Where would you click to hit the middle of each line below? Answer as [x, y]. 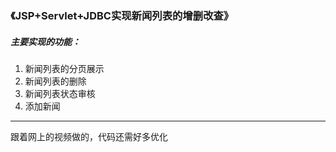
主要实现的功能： [45, 41]
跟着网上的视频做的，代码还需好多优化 [89, 136]
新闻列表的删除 [55, 81]
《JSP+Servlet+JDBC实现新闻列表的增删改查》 [122, 15]
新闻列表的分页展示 [64, 68]
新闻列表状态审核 [60, 93]
